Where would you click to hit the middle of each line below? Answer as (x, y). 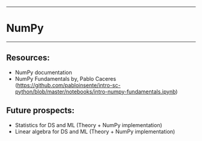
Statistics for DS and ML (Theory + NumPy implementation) (88, 125)
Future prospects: (41, 111)
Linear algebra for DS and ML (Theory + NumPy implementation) (95, 131)
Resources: (28, 58)
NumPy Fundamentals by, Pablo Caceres (65, 78)
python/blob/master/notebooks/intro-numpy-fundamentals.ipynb (95, 92)
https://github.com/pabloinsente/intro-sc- (69, 85)
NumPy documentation (43, 72)
